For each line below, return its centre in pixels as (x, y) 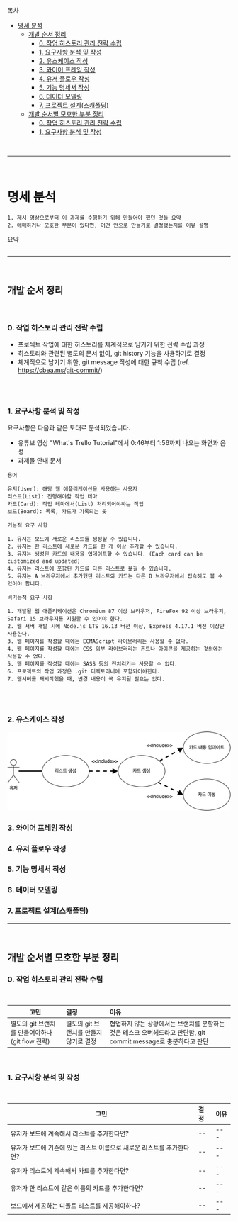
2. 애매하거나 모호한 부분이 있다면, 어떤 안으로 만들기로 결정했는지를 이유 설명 (108, 225)
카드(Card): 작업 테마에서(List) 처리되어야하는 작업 (75, 504)
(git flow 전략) (30, 1041)
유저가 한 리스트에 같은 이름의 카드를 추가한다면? (77, 1188)
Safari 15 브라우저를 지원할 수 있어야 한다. (65, 619)
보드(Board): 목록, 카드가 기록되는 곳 (57, 512)
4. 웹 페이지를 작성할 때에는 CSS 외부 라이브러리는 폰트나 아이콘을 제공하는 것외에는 (115, 649)
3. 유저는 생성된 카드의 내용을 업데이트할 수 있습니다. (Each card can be (105, 554)
